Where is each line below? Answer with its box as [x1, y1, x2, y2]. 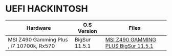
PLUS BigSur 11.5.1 [105, 42, 154, 49]
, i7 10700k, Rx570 [8, 42, 55, 49]
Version [77, 27, 97, 34]
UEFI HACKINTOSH [5, 3, 88, 15]
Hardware [26, 24, 51, 31]
